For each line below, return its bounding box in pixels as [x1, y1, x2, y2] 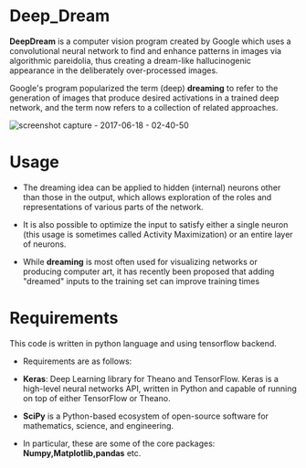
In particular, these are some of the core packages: [22, 438, 216, 449]
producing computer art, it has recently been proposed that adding [22, 266, 275, 277]
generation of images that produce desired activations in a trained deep [9, 92, 280, 103]
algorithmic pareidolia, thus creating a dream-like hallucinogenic [9, 55, 251, 66]
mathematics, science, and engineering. [22, 420, 174, 431]
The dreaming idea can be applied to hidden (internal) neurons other [22, 182, 281, 193]
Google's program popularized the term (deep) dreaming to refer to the [9, 82, 279, 93]
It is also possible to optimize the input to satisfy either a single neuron [22, 218, 289, 229]
